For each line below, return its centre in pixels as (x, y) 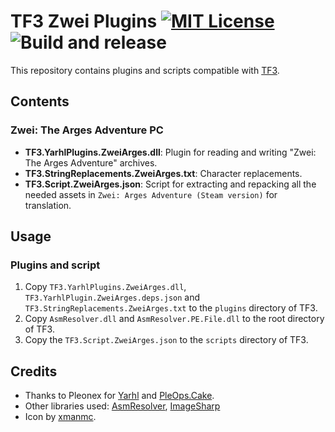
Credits (34, 371)
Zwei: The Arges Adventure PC (87, 130)
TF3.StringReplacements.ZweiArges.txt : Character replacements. (163, 173)
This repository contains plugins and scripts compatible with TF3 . (145, 70)
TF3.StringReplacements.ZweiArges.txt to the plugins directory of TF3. (171, 308)
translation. (48, 205)
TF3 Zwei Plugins (84, 21)
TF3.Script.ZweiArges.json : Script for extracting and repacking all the (170, 184)
